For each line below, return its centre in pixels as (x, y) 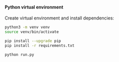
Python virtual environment (34, 7)
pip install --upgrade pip (33, 41)
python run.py (20, 54)
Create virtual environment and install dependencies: (59, 18)
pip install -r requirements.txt (40, 45)
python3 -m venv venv (27, 27)
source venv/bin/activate (32, 32)
